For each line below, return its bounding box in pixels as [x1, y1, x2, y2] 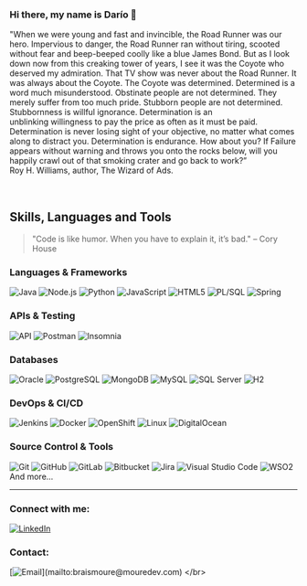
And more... [9, 471, 54, 482]
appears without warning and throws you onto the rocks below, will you [9, 145, 278, 156]
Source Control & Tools [9, 441, 114, 453]
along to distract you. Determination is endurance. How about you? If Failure [9, 136, 297, 147]
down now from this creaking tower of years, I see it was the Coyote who [9, 59, 285, 69]
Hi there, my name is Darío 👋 [9, 8, 137, 21]
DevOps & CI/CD [9, 397, 84, 410]
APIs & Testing [9, 310, 76, 323]
